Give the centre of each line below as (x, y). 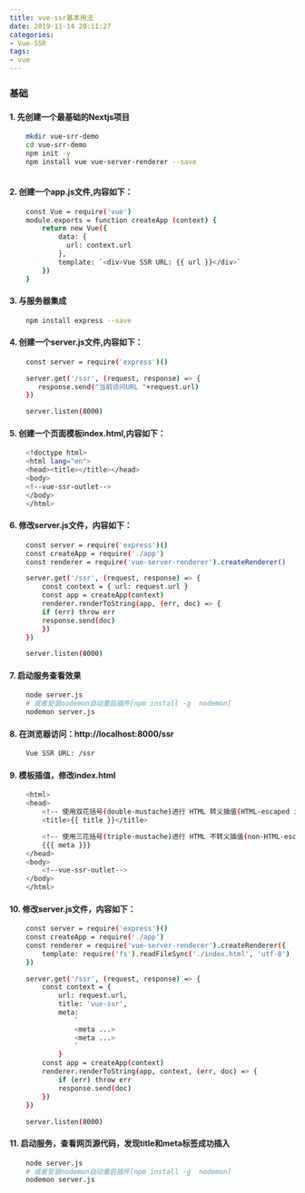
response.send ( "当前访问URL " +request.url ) (118, 386)
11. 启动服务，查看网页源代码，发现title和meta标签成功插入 (120, 1143)
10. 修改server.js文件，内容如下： (73, 909)
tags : (20, 52)
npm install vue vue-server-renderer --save (111, 161)
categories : (32, 34)
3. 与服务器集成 (38, 301)
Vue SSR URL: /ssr (60, 754)
